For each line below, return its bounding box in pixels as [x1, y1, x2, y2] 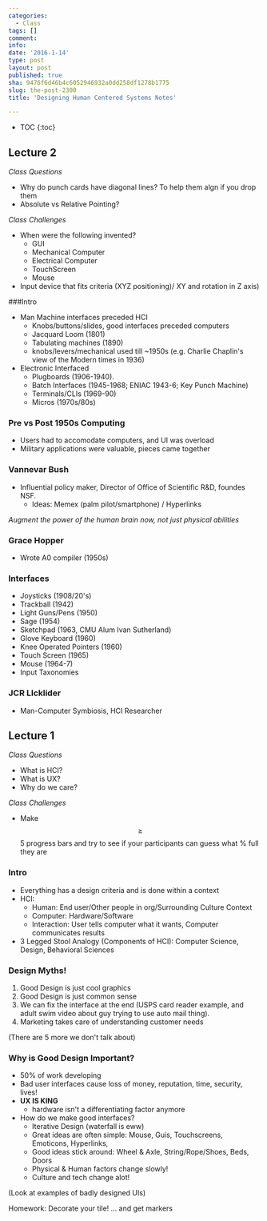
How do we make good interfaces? [19, 1113, 135, 1123]
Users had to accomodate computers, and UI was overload [19, 435, 214, 445]
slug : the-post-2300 [8, 86, 78, 94]
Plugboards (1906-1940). [31, 372, 114, 382]
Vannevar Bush [8, 464, 70, 475]
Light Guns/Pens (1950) [19, 608, 98, 618]
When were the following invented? [19, 230, 137, 240]
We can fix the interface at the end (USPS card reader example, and [19, 999, 244, 1009]
